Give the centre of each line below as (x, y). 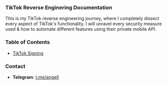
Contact (15, 66)
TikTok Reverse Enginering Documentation (59, 8)
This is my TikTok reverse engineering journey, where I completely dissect (82, 19)
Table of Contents (28, 42)
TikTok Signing (28, 53)
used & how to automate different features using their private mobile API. (81, 29)
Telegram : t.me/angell (36, 77)
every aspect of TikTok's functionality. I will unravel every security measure (84, 24)
